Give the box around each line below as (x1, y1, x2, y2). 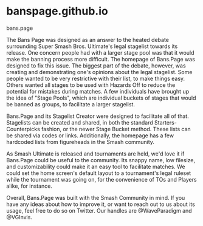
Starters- (154, 118, 177, 126)
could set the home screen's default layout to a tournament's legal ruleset (6, 169, 191, 177)
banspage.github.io (6, 4, 108, 18)
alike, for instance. (6, 182, 53, 190)
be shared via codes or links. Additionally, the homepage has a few (6, 132, 174, 139)
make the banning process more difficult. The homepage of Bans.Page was (6, 55, 196, 63)
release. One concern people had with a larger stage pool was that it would (6, 49, 194, 56)
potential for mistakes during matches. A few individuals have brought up (6, 87, 190, 95)
